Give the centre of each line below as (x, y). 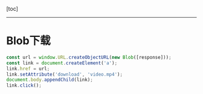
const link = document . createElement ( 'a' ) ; (62, 63)
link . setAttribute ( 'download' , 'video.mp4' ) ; (64, 74)
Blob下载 (28, 41)
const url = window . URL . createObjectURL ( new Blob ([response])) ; (89, 57)
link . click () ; (24, 86)
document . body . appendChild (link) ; (50, 80)
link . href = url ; (28, 69)
